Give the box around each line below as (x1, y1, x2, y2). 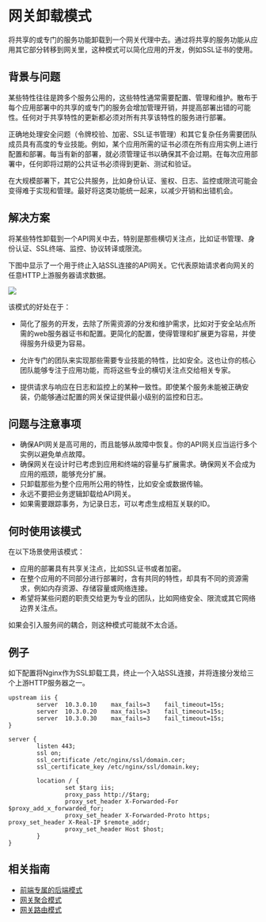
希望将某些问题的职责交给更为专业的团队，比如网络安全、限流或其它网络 (19, 594, 256, 603)
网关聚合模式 (19, 895, 62, 905)
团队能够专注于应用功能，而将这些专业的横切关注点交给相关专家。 (19, 365, 235, 374)
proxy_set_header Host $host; (64, 825, 165, 833)
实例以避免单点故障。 (19, 450, 89, 459)
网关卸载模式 (8, 7, 93, 25)
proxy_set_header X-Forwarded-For (64, 798, 179, 806)
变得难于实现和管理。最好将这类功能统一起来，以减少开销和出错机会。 (8, 185, 237, 195)
